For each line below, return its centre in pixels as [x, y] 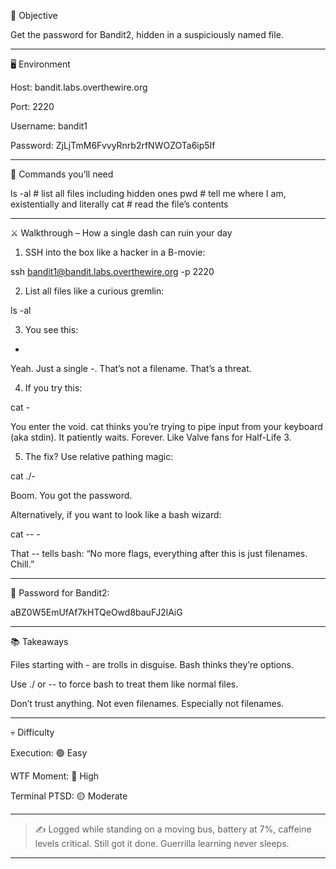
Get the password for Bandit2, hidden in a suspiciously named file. [147, 34]
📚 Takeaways [39, 641]
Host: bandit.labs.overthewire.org [79, 87]
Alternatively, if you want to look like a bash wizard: [116, 514]
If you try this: [53, 388]
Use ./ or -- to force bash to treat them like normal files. [124, 684]
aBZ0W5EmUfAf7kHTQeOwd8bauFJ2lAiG [96, 612]
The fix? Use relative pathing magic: [99, 456]
